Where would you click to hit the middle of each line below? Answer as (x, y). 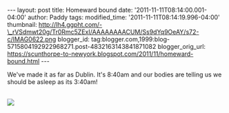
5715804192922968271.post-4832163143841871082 (82, 47)
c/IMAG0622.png (32, 39)
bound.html (23, 61)
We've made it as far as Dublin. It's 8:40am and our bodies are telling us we (114, 74)
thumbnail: (22, 24)
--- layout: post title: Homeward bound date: (70, 10)
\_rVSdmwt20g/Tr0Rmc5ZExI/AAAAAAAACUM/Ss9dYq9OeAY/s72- (103, 32)
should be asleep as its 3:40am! (52, 82)
